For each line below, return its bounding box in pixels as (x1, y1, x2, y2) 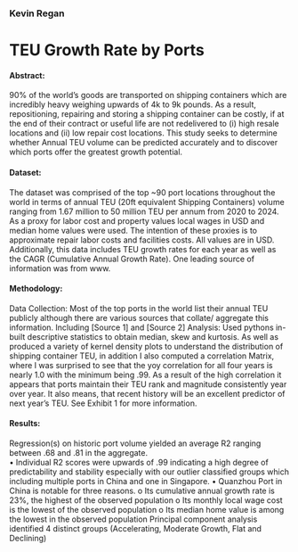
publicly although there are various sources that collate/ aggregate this (9, 312, 270, 323)
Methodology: (9, 284, 63, 294)
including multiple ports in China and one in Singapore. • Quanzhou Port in (9, 475, 283, 486)
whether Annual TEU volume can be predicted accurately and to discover (9, 137, 278, 148)
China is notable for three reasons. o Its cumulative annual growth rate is (9, 485, 276, 496)
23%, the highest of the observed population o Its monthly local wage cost (9, 494, 283, 506)
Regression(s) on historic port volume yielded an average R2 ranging (9, 438, 262, 449)
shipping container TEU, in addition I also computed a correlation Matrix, (9, 350, 275, 361)
